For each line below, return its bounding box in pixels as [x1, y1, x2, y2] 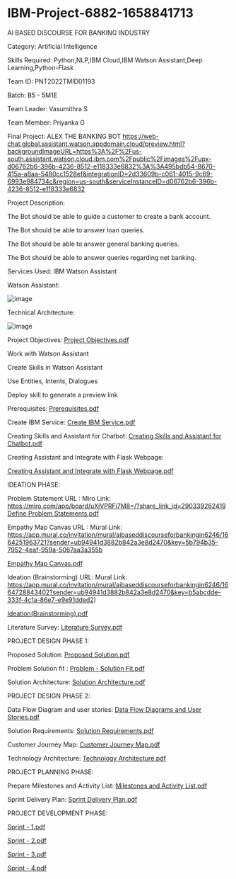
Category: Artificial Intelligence [7, 42, 98, 50]
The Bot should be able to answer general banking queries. [7, 239, 179, 248]
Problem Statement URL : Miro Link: [7, 494, 111, 502]
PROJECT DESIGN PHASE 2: [7, 691, 90, 700]
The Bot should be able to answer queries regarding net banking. [7, 253, 196, 261]
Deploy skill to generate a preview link [7, 390, 118, 399]
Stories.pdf [7, 713, 40, 721]
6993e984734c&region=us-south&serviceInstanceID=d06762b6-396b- [7, 177, 218, 186]
